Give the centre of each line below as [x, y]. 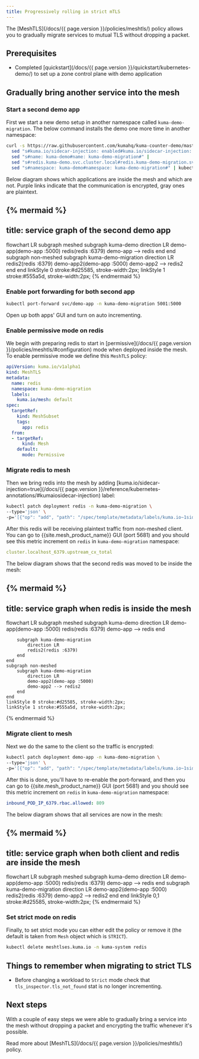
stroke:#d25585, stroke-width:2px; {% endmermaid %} [73, 902]
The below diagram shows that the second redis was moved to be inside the [99, 563]
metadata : [18, 378]
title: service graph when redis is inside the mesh [99, 609]
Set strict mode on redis [41, 917]
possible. [17, 1032]
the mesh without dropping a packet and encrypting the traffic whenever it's [99, 1025]
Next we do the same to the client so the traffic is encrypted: [80, 746]
